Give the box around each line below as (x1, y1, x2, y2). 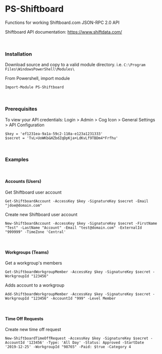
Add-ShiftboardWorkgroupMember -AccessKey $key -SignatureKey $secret (5, 292, 151, 297)
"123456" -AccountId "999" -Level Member (31, 296, 116, 301)
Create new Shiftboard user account (5, 212, 78, 217)
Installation (5, 50, 32, 57)
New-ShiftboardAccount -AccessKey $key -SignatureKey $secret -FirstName (5, 221, 158, 226)
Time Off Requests (5, 315, 44, 321)
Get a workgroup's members (5, 260, 62, 266)
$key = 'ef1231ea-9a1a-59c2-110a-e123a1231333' (5, 131, 103, 136)
